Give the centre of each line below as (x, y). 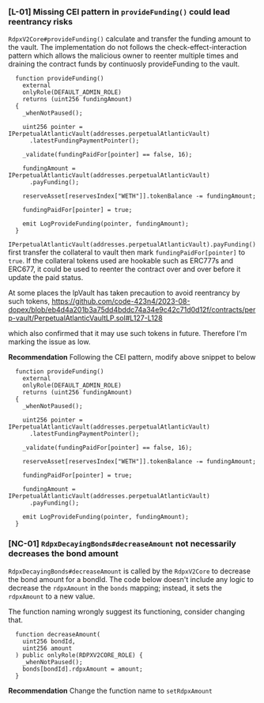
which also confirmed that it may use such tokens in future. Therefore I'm (128, 334)
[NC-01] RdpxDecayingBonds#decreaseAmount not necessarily (123, 544)
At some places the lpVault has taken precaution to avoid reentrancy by (124, 293)
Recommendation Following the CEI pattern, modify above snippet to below (132, 357)
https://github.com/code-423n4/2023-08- (121, 301)
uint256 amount (47, 648)
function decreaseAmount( (58, 634)
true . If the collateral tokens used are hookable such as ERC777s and (121, 261)
